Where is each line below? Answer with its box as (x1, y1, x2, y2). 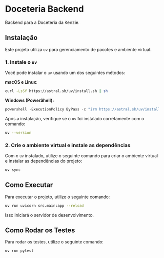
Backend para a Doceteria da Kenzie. (5, 19, 80, 25)
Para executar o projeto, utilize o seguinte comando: (5, 194, 110, 200)
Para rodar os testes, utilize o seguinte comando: (5, 239, 104, 245)
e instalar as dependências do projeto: (5, 158, 82, 164)
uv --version (5, 130, 32, 135)
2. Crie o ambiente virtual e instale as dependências (5, 142, 131, 148)
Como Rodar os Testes (5, 226, 75, 234)
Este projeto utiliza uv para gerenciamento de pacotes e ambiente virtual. (5, 46, 152, 52)
